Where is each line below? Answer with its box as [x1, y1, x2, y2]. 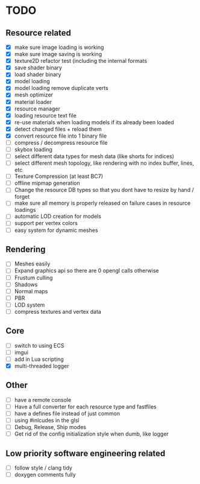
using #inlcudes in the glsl [14, 416, 80, 424]
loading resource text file [14, 112, 77, 119]
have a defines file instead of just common [14, 410, 120, 417]
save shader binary [14, 64, 63, 71]
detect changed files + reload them [14, 125, 102, 133]
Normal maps [14, 287, 48, 295]
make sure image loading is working [14, 43, 104, 51]
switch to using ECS [14, 342, 64, 349]
